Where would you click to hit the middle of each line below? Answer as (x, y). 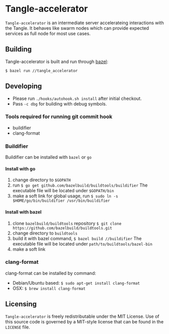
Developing (23, 86)
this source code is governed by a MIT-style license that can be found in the (84, 321)
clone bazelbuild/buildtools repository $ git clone (67, 223)
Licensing (21, 304)
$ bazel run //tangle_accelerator (42, 71)
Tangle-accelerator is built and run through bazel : (57, 62)
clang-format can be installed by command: (51, 273)
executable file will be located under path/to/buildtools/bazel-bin (82, 244)
